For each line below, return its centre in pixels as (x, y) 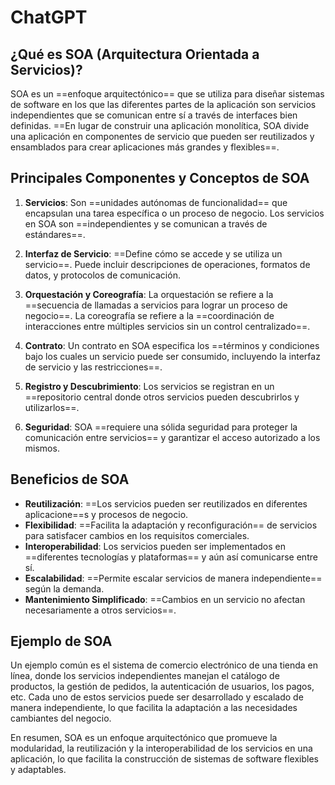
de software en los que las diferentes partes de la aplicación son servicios (163, 104)
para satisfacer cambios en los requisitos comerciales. (137, 535)
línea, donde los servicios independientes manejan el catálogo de (145, 676)
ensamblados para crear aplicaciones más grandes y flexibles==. (145, 147)
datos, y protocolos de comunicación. (102, 275)
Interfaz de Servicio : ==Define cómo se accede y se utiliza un (153, 253)
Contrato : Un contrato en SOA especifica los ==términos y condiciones (172, 345)
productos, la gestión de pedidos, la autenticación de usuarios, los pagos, (162, 687)
